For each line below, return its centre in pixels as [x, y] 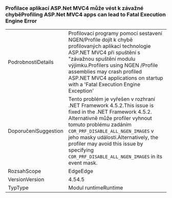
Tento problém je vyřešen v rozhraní [112, 99]
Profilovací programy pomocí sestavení [115, 34]
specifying [81, 150]
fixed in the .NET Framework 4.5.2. [110, 112]
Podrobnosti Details [31, 62]
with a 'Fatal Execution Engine [104, 85]
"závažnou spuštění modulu [102, 59]
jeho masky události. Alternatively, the [113, 137]
